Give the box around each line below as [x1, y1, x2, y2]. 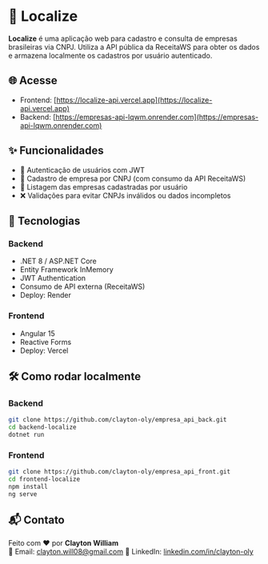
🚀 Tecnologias [8, 214, 81, 227]
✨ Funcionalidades [8, 144, 104, 158]
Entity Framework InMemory [19, 265, 114, 274]
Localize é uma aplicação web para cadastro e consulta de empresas [8, 34, 238, 43]
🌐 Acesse [8, 74, 58, 87]
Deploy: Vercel [19, 346, 69, 355]
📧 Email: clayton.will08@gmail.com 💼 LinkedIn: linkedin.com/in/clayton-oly [8, 547, 254, 557]
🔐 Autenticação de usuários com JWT [19, 165, 146, 174]
